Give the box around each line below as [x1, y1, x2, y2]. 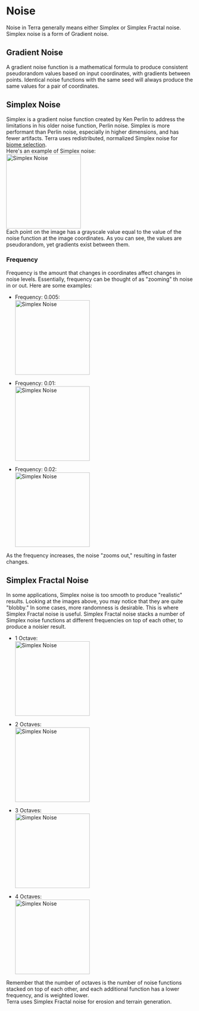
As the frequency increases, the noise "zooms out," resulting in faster [6, 552, 177, 559]
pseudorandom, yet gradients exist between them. [6, 240, 130, 248]
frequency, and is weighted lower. [6, 991, 89, 998]
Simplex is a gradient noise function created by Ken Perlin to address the [6, 115, 185, 123]
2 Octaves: [14, 721, 42, 728]
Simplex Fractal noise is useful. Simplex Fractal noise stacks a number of [6, 610, 185, 617]
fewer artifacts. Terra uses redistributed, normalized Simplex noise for [6, 134, 178, 141]
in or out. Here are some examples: [6, 282, 92, 289]
